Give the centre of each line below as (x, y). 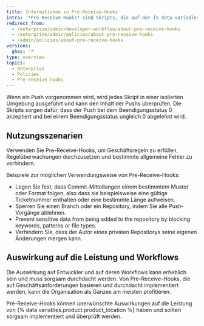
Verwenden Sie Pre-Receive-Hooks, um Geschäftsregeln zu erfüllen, (92, 150)
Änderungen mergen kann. (49, 238)
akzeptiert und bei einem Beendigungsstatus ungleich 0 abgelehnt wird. (96, 117)
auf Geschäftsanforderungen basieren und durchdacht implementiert (93, 285)
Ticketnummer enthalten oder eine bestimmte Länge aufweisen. (95, 199)
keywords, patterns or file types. (56, 225)
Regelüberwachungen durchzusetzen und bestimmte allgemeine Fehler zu (99, 156)
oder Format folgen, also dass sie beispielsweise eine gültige (91, 193)
